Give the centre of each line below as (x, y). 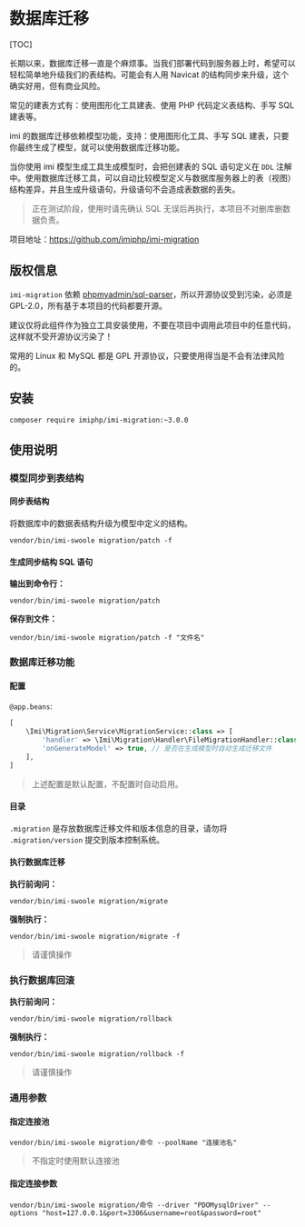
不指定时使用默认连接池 (75, 1161)
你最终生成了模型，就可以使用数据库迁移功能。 (97, 147)
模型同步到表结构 (47, 478)
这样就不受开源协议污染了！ (61, 336)
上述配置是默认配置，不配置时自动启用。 (107, 783)
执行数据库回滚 (42, 980)
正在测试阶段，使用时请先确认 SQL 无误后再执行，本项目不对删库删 (157, 208)
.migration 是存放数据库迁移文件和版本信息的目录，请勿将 (118, 828)
